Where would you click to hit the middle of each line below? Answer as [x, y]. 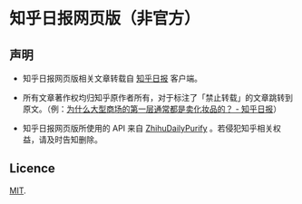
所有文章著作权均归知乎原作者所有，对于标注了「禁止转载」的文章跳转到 [157, 97]
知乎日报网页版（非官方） [105, 19]
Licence [33, 169]
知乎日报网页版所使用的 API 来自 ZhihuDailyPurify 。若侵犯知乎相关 [148, 128]
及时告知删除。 [74, 140]
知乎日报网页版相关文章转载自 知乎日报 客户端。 [112, 78]
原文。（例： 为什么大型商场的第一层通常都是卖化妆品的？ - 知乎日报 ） [152, 109]
